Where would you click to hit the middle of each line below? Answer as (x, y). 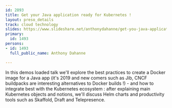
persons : (15, 44)
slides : (14, 29)
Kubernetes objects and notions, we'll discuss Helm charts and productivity (85, 94)
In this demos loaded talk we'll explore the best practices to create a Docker (85, 72)
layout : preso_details (29, 20)
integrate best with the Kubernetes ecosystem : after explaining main (78, 88)
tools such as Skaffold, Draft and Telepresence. (55, 100)
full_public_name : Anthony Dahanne (48, 53)
